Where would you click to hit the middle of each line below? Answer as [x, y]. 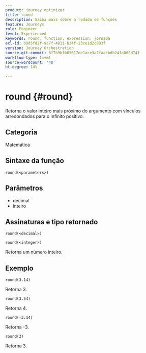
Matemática [18, 145]
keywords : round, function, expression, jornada [58, 39]
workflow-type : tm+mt [28, 57]
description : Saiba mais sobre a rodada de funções [61, 19]
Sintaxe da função [35, 161]
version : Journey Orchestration [39, 48]
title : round [19, 15]
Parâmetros [24, 188]
